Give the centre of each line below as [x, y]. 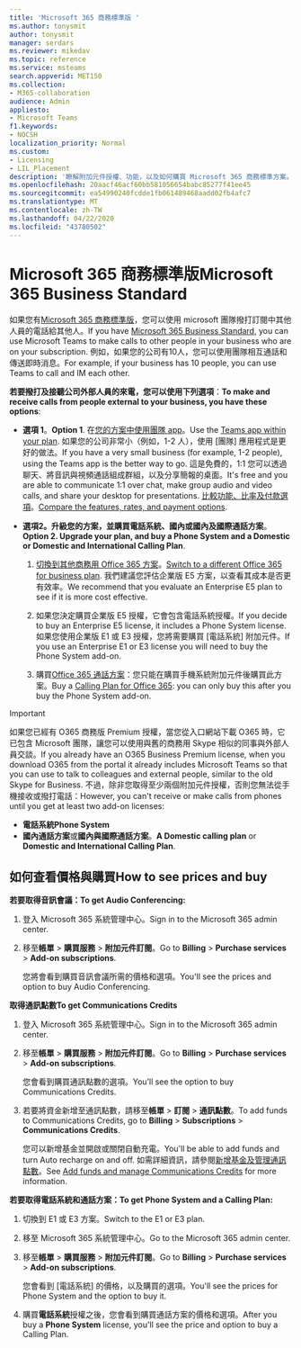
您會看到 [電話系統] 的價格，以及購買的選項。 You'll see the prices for [150, 1286]
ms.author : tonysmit [48, 26]
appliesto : [30, 110]
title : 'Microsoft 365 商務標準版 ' [75, 18]
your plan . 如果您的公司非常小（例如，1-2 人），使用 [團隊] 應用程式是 [150, 441]
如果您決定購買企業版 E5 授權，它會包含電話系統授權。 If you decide [161, 616]
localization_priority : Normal [68, 143]
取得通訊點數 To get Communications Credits [93, 1005]
